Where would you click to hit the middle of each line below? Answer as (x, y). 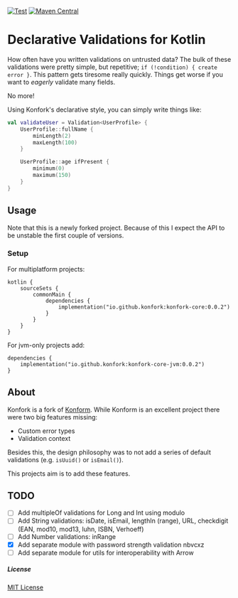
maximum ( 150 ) (52, 175)
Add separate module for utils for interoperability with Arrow (106, 552)
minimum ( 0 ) (49, 169)
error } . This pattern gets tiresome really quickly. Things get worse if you (115, 74)
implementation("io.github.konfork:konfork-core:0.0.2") (144, 307)
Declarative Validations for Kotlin (107, 40)
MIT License (26, 587)
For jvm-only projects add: (46, 345)
